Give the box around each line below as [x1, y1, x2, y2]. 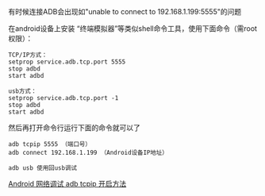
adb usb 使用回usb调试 [8, 164, 78, 172]
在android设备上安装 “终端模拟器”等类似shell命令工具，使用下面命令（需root [8, 24, 258, 33]
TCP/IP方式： [8, 51, 48, 59]
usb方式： [8, 87, 37, 95]
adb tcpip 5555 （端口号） [8, 140, 91, 148]
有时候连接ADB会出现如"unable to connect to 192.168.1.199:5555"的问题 [8, 7, 242, 16]
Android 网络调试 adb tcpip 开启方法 [8, 179, 127, 188]
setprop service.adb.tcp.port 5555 [8, 58, 126, 66]
